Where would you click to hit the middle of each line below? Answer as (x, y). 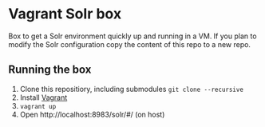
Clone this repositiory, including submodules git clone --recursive (131, 89)
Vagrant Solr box (65, 14)
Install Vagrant (44, 97)
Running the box (50, 70)
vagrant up (38, 106)
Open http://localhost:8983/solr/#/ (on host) (92, 114)
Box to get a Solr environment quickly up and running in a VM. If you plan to (132, 36)
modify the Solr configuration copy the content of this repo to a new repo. (130, 44)
